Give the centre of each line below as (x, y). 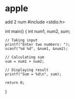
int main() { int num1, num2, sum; (38, 31)
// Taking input (21, 40)
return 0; (15, 82)
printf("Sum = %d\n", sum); (33, 74)
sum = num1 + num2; (25, 61)
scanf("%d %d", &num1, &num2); (37, 49)
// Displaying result (27, 70)
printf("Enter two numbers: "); (37, 44)
